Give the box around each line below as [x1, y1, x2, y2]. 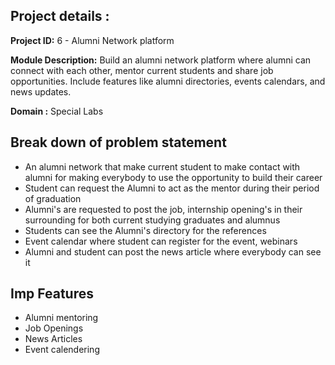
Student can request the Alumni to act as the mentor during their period [24, 182, 320, 194]
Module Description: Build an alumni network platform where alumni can [10, 54, 312, 66]
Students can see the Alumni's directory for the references [24, 224, 267, 236]
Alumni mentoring [24, 312, 99, 324]
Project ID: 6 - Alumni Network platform [10, 34, 175, 46]
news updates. [10, 85, 72, 98]
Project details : [10, 8, 110, 25]
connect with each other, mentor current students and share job [10, 64, 274, 76]
